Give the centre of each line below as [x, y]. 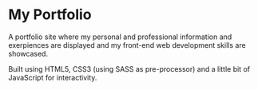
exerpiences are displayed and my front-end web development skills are [127, 45]
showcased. [28, 53]
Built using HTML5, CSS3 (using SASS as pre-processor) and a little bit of [129, 68]
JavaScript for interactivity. [53, 77]
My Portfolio [50, 15]
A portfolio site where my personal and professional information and [120, 37]
